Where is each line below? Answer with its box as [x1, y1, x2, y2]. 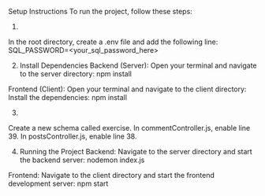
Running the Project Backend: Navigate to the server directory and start [19, 147, 252, 156]
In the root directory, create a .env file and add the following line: [8, 37, 218, 46]
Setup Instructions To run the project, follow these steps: [8, 7, 193, 16]
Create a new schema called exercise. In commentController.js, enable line [8, 124, 251, 132]
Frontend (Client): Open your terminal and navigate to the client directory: [8, 84, 247, 94]
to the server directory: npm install [19, 69, 132, 78]
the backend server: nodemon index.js [19, 155, 145, 165]
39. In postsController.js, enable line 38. [8, 131, 137, 141]
